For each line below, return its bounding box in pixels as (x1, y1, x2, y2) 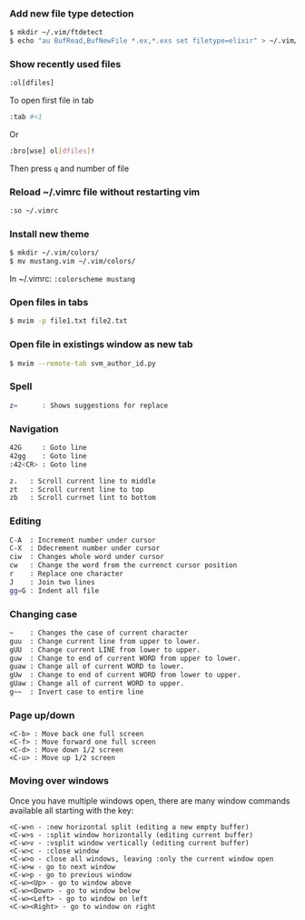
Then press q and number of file (9, 163, 130, 174)
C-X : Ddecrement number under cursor (9, 544, 161, 553)
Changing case (9, 607, 78, 620)
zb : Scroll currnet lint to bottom (9, 494, 156, 503)
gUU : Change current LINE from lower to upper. (9, 645, 202, 655)
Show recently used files (9, 57, 122, 70)
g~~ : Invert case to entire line (9, 687, 144, 697)
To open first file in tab (9, 95, 94, 106)
